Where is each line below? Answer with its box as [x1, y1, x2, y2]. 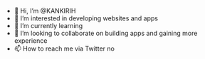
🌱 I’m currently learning [14, 22, 83, 29]
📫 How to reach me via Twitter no [14, 44, 115, 53]
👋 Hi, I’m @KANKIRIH [14, 7, 76, 15]
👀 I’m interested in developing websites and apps [14, 14, 159, 22]
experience [14, 37, 48, 45]
